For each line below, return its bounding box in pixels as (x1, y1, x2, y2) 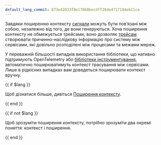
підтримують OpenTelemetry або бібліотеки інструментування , (5, 56, 137, 62)
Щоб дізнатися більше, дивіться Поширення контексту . (5, 91, 122, 97)
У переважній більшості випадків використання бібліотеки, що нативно (5, 51, 155, 57)
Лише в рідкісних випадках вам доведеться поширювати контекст (5, 67, 146, 73)
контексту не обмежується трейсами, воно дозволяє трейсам (5, 31, 137, 37)
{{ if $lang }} (5, 82, 31, 87)
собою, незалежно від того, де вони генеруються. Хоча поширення (5, 26, 148, 32)
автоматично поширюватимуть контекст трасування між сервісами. (5, 61, 150, 67)
